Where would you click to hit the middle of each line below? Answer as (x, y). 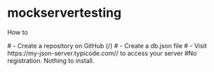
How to (18, 32)
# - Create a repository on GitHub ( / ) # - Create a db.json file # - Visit (107, 45)
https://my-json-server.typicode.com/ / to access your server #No (102, 53)
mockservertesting (64, 13)
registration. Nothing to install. (51, 60)
